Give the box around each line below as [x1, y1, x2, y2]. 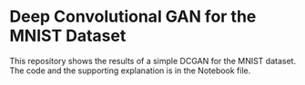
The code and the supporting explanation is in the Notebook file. [9, 65, 251, 76]
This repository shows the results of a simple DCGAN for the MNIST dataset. [9, 55, 297, 66]
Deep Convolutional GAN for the [9, 6, 257, 27]
